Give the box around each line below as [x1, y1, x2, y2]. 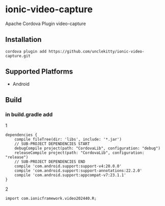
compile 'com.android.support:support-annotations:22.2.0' [14, 168, 143, 173]
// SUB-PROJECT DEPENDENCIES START [14, 142, 90, 147]
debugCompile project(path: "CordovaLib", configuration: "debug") [14, 146, 160, 151]
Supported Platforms [5, 67, 73, 76]
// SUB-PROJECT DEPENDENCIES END [14, 159, 86, 165]
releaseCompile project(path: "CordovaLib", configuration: [14, 150, 145, 155]
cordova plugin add [5, 49, 47, 54]
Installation [5, 35, 42, 44]
